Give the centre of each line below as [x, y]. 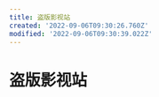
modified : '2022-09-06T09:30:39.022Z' [81, 34]
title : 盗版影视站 [40, 17]
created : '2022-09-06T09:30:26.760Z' [79, 26]
